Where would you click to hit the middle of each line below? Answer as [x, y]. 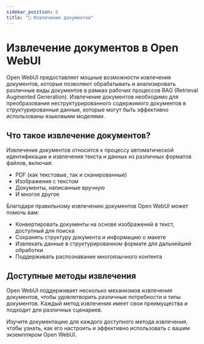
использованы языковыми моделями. [56, 116]
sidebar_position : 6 [33, 12]
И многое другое [37, 194]
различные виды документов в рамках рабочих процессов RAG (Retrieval [102, 90]
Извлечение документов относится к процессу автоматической [90, 150]
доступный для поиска [45, 231]
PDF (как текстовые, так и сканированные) [71, 175]
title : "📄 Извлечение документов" [50, 18]
